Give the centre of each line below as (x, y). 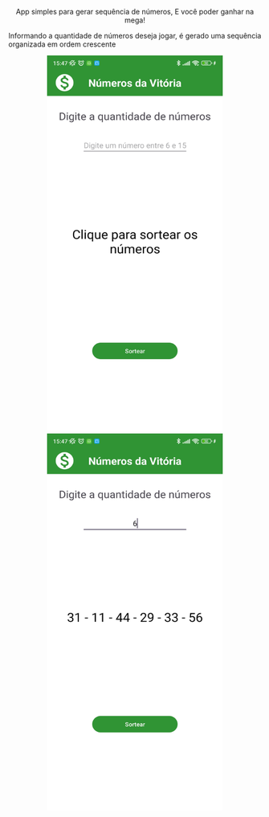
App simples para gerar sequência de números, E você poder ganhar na (135, 12)
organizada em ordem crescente (62, 44)
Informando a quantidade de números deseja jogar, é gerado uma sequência (135, 36)
